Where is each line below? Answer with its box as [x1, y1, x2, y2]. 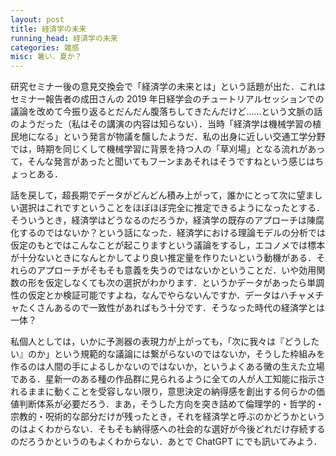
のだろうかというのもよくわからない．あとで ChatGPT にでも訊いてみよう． [10, 436, 323, 448]
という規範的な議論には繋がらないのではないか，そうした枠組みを [53, 348, 326, 360]
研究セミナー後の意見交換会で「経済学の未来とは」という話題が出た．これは [10, 81, 326, 93]
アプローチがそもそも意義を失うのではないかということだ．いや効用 [36, 264, 317, 276]
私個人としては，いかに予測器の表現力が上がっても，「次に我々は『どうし [10, 336, 312, 348]
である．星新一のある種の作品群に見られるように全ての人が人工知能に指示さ [10, 373, 326, 385]
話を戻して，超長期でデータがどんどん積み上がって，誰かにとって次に [10, 189, 297, 201]
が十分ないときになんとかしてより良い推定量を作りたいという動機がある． [10, 252, 317, 264]
